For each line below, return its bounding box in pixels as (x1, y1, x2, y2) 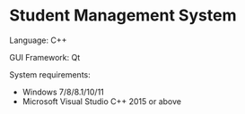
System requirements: (9, 69, 92, 80)
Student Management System (9, 5, 237, 26)
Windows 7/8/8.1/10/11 (22, 86, 105, 97)
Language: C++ (9, 35, 67, 45)
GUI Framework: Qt (9, 52, 81, 62)
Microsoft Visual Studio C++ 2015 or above (22, 95, 182, 107)
